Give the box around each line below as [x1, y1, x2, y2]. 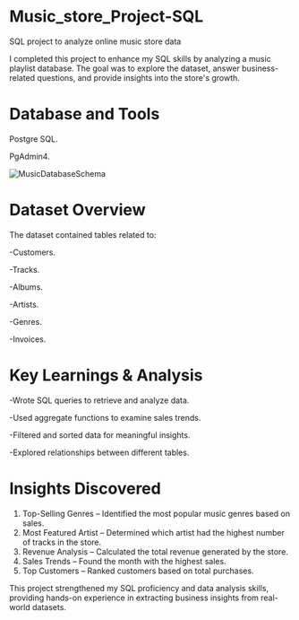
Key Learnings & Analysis [9, 365, 203, 385]
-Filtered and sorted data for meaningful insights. [9, 429, 191, 441]
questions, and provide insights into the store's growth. [37, 72, 240, 83]
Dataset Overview [9, 200, 146, 221]
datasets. [31, 601, 67, 612]
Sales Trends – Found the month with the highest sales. [21, 555, 226, 566]
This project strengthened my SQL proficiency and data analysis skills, [9, 582, 269, 593]
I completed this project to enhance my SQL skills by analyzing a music [9, 53, 271, 64]
